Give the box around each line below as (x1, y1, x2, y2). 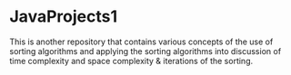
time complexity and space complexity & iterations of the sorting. (9, 55, 254, 66)
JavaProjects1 (9, 6, 118, 27)
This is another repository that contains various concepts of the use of (9, 36, 274, 47)
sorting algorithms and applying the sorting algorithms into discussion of (9, 45, 282, 56)
